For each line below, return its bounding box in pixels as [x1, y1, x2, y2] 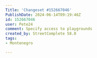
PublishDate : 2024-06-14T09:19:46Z [5, 12, 81, 17]
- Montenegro [5, 41, 33, 46]
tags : [5, 36, 17, 41]
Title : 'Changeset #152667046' [5, 7, 72, 13]
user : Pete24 [5, 21, 33, 27]
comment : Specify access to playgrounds [5, 26, 93, 32]
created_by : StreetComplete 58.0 [5, 31, 77, 36]
